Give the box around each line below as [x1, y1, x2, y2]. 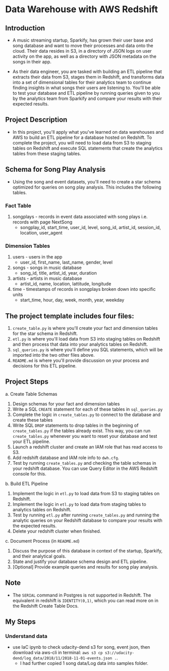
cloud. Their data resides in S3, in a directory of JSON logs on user [12, 48, 152, 54]
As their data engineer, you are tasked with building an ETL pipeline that [12, 68, 162, 74]
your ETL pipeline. [12, 438, 50, 444]
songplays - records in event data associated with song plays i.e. [12, 213, 148, 219]
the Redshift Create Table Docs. [12, 603, 79, 609]
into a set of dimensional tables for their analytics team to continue [12, 80, 151, 85]
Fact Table [5, 202, 32, 209]
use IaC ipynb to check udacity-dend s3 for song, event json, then [12, 644, 150, 650]
